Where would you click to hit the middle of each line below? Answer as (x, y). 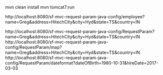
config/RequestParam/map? (33, 47)
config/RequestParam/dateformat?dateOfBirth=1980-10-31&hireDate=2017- (82, 63)
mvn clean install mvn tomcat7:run (40, 7)
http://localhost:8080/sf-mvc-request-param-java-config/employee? (75, 17)
